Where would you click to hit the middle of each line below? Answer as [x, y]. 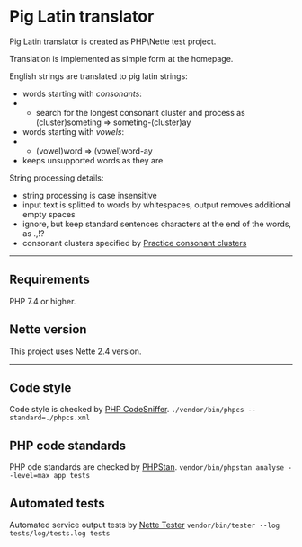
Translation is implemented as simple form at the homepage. [121, 58]
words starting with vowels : [73, 131]
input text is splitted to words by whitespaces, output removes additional [156, 205]
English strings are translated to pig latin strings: [99, 76]
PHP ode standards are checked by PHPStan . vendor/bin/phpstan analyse [147, 467]
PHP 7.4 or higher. [43, 301]
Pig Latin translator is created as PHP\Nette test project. [113, 41]
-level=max [30, 476]
